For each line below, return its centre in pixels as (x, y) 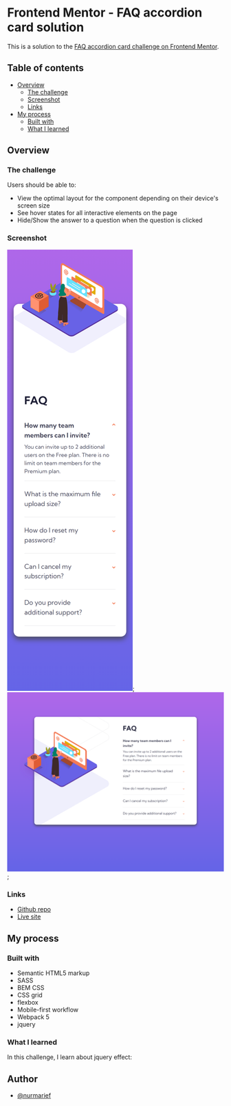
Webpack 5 (33, 1017)
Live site (29, 917)
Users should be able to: (42, 185)
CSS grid (30, 995)
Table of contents (45, 68)
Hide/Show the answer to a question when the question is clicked (110, 220)
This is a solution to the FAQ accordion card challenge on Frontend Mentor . (113, 46)
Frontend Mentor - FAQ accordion (105, 13)
